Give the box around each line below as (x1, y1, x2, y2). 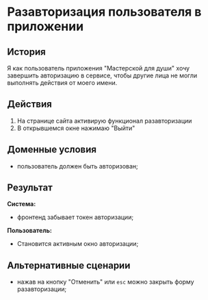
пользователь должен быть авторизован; (16, 162, 138, 170)
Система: (7, 200, 36, 208)
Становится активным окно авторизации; (16, 240, 139, 248)
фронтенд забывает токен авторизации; (16, 213, 134, 221)
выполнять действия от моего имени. (7, 79, 118, 86)
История (7, 46, 46, 58)
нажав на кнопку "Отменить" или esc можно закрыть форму (16, 278, 194, 286)
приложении (7, 18, 84, 34)
